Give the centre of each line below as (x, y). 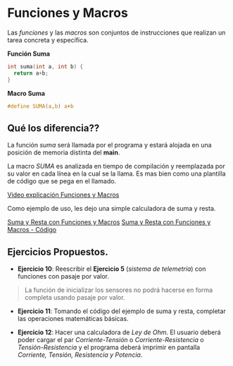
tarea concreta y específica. (48, 39)
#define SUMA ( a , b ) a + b (40, 106)
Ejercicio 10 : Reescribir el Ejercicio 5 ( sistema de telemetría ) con (112, 269)
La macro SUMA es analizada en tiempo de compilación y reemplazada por (116, 166)
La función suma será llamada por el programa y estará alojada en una (110, 145)
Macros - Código (32, 230)
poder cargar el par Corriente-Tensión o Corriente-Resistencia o (111, 340)
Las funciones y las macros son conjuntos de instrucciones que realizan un (116, 32)
